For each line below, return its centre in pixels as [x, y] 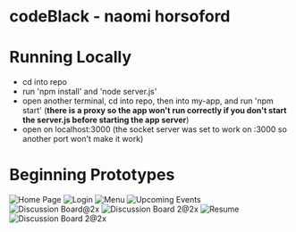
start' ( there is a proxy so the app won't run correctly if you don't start [154, 111]
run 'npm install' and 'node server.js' [89, 92]
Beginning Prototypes [92, 175]
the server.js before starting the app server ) [106, 120]
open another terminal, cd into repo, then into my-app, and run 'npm [148, 101]
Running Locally [71, 58]
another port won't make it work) [83, 139]
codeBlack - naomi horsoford [120, 17]
